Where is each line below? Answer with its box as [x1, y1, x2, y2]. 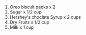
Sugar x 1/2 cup [9, 9, 42, 15]
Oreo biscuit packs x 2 [9, 4, 56, 10]
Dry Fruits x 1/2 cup [9, 19, 50, 25]
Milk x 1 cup [9, 24, 34, 30]
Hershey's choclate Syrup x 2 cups [9, 14, 81, 20]
